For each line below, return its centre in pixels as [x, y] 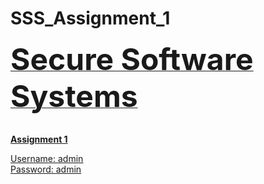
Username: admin [47, 158]
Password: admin [46, 169]
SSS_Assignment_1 [90, 18]
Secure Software [132, 59]
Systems [74, 96]
